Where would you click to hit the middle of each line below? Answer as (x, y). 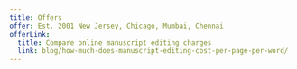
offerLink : (30, 34)
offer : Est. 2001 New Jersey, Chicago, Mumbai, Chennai (116, 26)
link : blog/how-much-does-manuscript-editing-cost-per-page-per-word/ (153, 51)
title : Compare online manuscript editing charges (115, 43)
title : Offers (36, 17)
